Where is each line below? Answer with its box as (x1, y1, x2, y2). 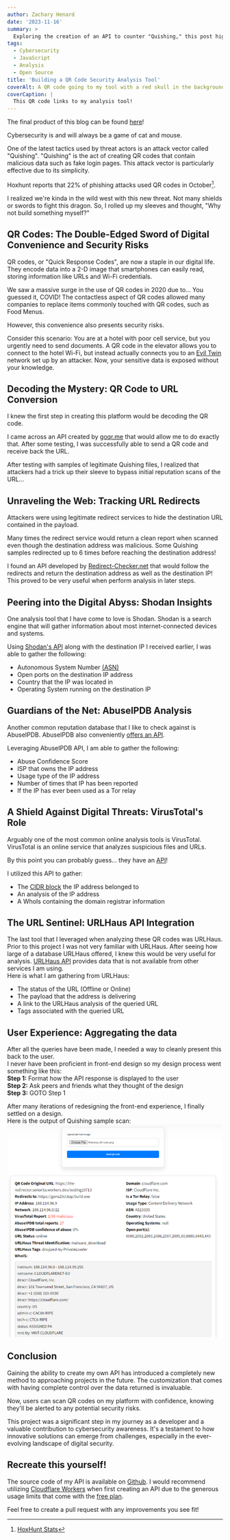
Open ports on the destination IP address (16, 671, 133, 679)
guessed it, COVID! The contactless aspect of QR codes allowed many (7, 293, 205, 301)
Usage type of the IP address (16, 772, 100, 780)
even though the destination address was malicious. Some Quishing (7, 542, 199, 550)
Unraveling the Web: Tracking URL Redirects (7, 495, 201, 506)
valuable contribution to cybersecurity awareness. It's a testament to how (7, 1425, 215, 1433)
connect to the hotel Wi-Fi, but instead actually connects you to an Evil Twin (7, 348, 222, 357)
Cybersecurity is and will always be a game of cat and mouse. (7, 131, 183, 140)
